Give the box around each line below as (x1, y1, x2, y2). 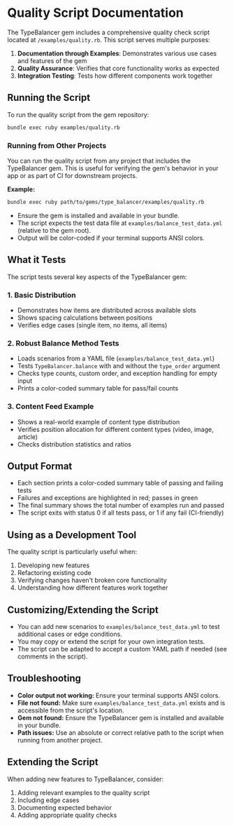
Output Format (7, 460, 73, 472)
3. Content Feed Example (7, 402, 94, 412)
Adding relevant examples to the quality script (17, 788, 150, 797)
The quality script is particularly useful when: (7, 548, 138, 556)
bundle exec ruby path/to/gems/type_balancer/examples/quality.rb (7, 198, 205, 205)
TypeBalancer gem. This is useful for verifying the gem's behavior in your (7, 163, 219, 172)
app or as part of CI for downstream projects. (7, 171, 138, 180)
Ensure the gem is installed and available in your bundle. (17, 211, 180, 219)
